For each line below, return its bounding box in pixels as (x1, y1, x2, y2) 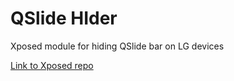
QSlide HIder (10, 7, 118, 30)
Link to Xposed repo (10, 59, 94, 71)
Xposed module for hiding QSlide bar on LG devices (10, 40, 225, 52)
